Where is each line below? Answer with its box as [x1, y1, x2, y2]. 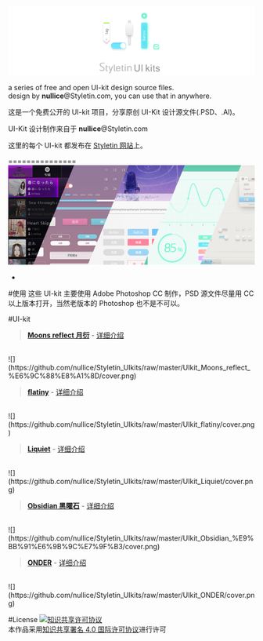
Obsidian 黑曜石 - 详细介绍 [27, 501, 115, 511]
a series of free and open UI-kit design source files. [8, 83, 175, 93]
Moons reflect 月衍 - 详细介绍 [27, 330, 124, 340]
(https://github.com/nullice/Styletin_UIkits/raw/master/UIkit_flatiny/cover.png [8, 420, 255, 429]
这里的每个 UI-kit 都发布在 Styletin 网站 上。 [8, 140, 147, 151]
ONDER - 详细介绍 [27, 558, 87, 567]
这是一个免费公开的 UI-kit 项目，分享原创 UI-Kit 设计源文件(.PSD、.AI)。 [8, 107, 240, 117]
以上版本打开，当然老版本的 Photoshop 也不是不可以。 [8, 299, 184, 308]
